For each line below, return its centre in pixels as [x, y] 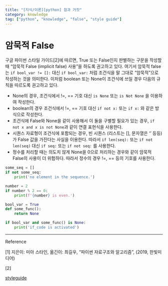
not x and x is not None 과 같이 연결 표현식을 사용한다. [67, 127]
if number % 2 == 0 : [27, 190]
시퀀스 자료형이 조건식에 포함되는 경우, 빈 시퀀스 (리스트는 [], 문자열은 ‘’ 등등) [87, 133]
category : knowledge [27, 14]
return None [26, 214]
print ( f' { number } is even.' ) [44, 195]
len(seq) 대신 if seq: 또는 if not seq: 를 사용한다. [64, 146]
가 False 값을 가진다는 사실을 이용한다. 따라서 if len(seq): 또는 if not [82, 139]
